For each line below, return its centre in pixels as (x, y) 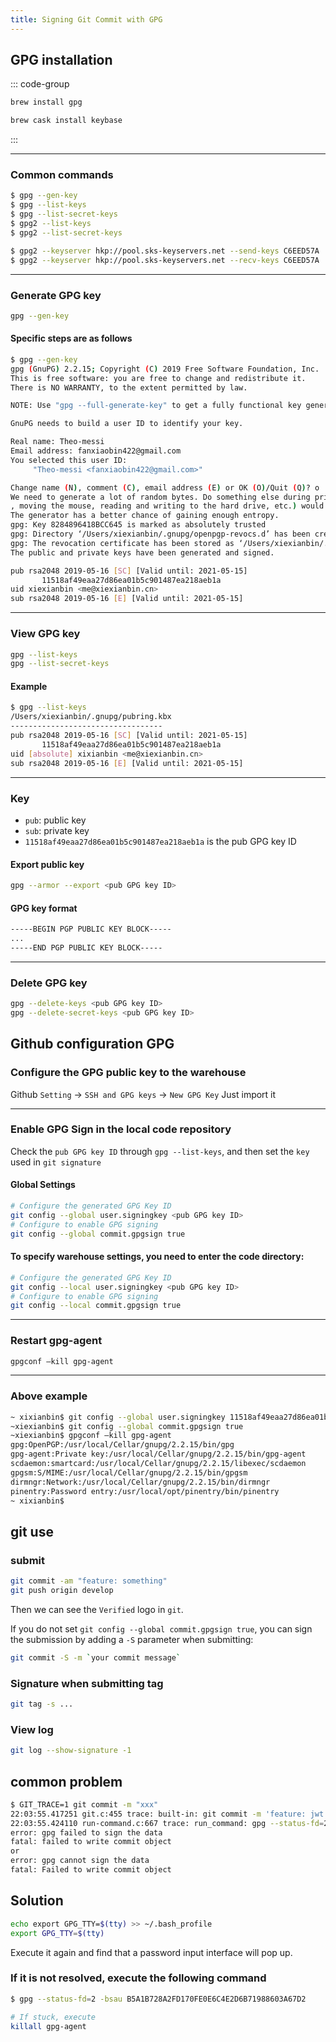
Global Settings (43, 1185)
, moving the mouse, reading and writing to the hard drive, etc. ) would (167, 506)
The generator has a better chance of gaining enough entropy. (145, 516)
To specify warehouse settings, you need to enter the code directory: (157, 1257)
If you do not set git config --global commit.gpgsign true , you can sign (161, 1628)
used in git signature (56, 1162)
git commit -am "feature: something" (89, 1581)
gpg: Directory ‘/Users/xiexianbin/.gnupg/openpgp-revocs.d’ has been (160, 534)
